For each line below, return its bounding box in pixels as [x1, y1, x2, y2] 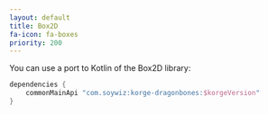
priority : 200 [9, 38, 63, 48]
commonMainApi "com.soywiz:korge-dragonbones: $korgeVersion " [25, 89, 260, 98]
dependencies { [9, 80, 67, 90]
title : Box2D [9, 22, 59, 31]
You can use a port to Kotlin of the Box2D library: [9, 63, 191, 74]
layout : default [9, 13, 70, 22]
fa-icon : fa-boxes [9, 30, 79, 39]
